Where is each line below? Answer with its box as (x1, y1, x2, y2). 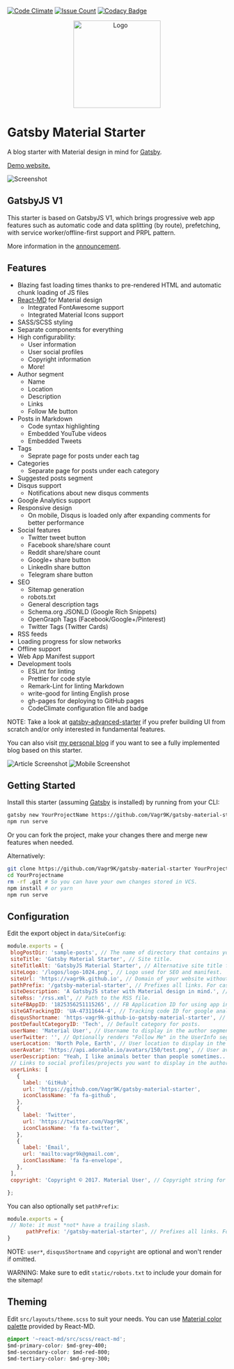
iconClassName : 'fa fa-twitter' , (22, 1124, 120, 1131)
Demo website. (7, 161, 51, 169)
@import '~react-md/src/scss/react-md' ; (7, 1335, 127, 1342)
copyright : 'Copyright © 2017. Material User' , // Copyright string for (10, 1176, 226, 1184)
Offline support (17, 644, 61, 653)
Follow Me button (27, 407, 78, 415)
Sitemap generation (27, 585, 85, 593)
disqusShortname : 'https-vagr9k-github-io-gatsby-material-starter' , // (10, 1014, 226, 1021)
